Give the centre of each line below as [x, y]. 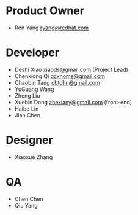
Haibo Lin [27, 109]
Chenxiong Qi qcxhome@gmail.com [60, 76]
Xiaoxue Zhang [34, 157]
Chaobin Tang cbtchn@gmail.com [57, 82]
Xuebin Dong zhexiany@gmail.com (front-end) [73, 102]
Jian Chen [27, 115]
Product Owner [45, 11]
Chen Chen [29, 199]
